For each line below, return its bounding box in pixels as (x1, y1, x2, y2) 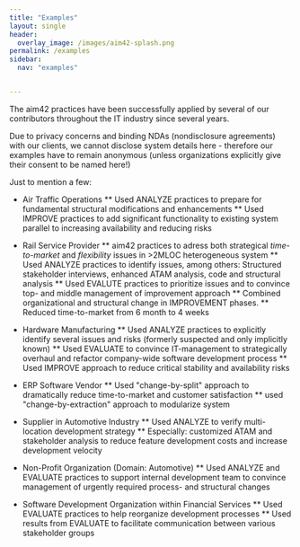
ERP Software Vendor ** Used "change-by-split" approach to (22, 379, 250, 391)
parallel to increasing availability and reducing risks (22, 222, 213, 234)
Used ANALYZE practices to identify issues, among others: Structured (22, 259, 282, 269)
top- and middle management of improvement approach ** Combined (22, 287, 281, 298)
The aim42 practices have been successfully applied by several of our (9, 103, 269, 114)
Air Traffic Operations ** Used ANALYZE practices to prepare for (22, 194, 262, 205)
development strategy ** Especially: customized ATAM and (54, 426, 273, 437)
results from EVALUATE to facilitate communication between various (22, 517, 276, 528)
